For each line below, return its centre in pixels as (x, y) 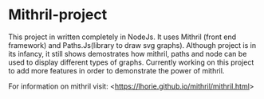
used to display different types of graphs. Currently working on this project (131, 62)
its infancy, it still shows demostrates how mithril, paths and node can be (128, 53)
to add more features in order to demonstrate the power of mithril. (116, 70)
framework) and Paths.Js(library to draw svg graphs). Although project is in (132, 45)
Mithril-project (58, 15)
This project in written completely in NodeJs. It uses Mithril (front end (122, 37)
